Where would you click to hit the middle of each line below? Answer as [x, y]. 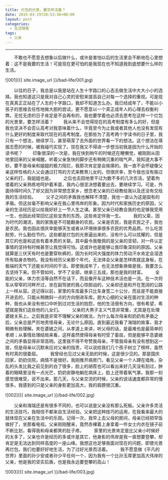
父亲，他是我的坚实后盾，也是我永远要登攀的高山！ [58, 461]
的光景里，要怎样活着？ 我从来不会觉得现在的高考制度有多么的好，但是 [82, 121]
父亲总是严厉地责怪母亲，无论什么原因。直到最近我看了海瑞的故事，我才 [88, 322]
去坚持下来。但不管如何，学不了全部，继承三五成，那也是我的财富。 [75, 272]
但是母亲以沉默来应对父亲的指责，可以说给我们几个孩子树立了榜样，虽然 [88, 347]
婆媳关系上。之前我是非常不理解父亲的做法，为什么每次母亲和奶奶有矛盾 [79, 316]
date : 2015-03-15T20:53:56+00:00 [40, 15]
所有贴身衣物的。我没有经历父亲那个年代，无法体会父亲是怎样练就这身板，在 [84, 259]
